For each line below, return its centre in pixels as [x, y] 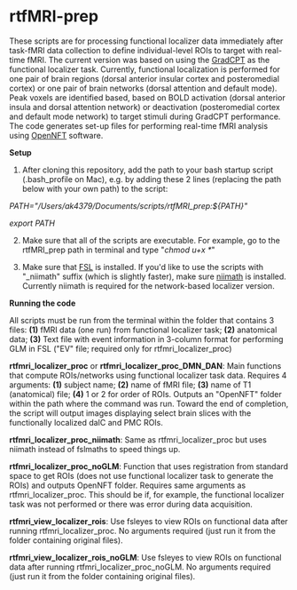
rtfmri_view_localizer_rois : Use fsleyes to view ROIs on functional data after [148, 521]
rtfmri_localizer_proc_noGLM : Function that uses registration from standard [149, 466]
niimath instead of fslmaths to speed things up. [95, 449]
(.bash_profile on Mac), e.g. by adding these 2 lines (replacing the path [152, 179]
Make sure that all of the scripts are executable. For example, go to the [151, 240]
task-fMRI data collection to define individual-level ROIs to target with [136, 50]
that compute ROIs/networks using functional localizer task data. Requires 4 [148, 375]
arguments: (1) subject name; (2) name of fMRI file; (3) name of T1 [130, 385]
